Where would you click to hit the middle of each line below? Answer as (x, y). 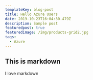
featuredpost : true (25, 28)
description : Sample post (31, 23)
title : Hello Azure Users (31, 14)
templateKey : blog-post (29, 10)
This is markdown (33, 62)
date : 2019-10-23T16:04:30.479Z (38, 19)
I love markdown (22, 73)
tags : (11, 37)
